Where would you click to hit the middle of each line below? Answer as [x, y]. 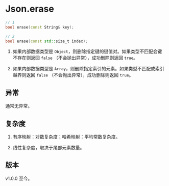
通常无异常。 [19, 106]
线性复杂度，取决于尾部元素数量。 [49, 148]
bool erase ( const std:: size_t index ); [46, 41]
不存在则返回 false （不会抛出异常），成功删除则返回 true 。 [75, 58]
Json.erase [30, 9]
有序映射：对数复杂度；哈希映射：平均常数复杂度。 [66, 137]
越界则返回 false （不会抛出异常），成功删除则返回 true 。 [73, 75]
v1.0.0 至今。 [19, 178]
